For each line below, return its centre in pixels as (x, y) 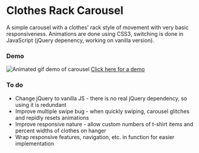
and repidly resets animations (52, 117)
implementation (35, 143)
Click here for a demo (118, 69)
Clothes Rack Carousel (65, 11)
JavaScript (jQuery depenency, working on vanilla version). (80, 40)
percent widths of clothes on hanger (61, 131)
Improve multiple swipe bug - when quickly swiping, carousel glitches (102, 111)
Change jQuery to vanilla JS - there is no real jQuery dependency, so (101, 98)
